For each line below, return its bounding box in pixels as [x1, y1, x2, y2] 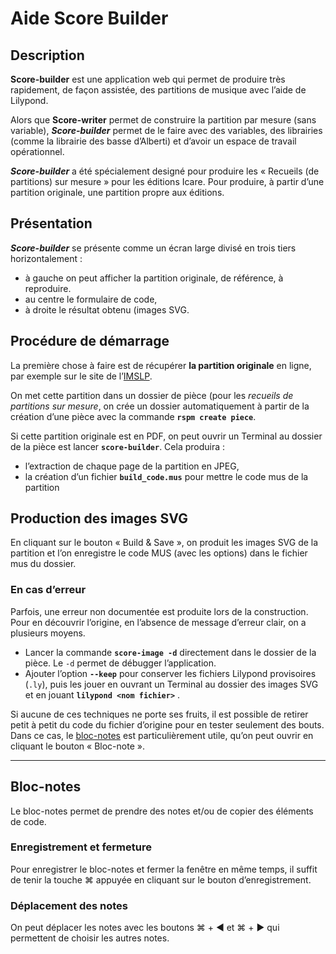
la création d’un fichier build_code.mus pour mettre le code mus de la [24, 470, 309, 482]
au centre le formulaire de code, [24, 293, 158, 305]
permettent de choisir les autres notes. [10, 932, 170, 944]
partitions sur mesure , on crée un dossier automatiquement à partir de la [10, 400, 310, 412]
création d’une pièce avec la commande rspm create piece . [10, 410, 257, 422]
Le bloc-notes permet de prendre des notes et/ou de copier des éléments [10, 805, 314, 817]
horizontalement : [10, 252, 83, 264]
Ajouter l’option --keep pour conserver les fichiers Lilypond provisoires [24, 667, 317, 679]
